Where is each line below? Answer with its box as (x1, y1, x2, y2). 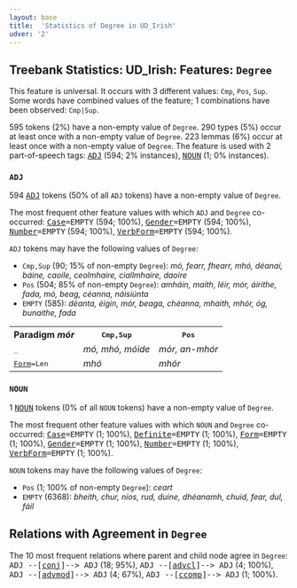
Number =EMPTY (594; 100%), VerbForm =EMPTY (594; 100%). (9, 226, 233, 237)
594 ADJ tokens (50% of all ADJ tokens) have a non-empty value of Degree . (9, 190, 282, 200)
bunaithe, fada (21, 308, 77, 318)
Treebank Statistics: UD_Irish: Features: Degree (9, 62, 272, 77)
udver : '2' (9, 29, 50, 38)
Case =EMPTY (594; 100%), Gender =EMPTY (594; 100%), (46, 216, 252, 227)
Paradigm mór (13, 329, 75, 341)
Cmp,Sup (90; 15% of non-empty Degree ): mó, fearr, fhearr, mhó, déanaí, (21, 261, 284, 271)
